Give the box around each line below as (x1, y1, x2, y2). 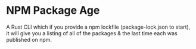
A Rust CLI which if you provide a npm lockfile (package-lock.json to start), (6, 23, 191, 30)
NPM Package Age (6, 4, 100, 17)
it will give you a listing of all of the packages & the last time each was (6, 29, 178, 36)
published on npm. (6, 36, 52, 43)
